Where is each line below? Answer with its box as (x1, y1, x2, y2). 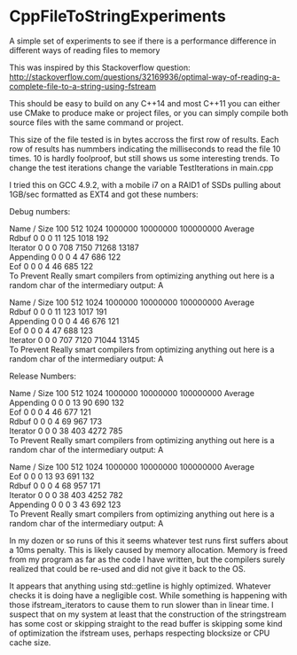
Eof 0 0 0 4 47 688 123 (9, 325, 93, 336)
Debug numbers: (9, 206, 71, 216)
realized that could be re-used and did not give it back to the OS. (9, 563, 246, 573)
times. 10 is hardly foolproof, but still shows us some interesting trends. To (9, 152, 280, 163)
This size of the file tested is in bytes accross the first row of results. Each (9, 134, 279, 144)
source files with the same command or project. (9, 117, 184, 128)
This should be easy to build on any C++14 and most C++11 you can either (9, 97, 281, 108)
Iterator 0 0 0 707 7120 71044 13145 (9, 334, 140, 345)
